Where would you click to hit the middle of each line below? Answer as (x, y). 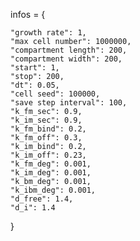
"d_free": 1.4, (42, 199)
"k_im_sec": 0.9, (46, 120)
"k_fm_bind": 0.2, (48, 129)
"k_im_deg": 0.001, (51, 173)
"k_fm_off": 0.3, (46, 138)
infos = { (28, 14)
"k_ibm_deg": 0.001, (53, 190)
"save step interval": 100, (69, 103)
